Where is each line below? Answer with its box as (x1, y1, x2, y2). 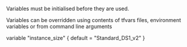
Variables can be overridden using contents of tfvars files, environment (6, 17, 181, 23)
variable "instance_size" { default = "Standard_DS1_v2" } (6, 35, 145, 41)
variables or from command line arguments (6, 23, 112, 30)
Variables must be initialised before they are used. (6, 5, 130, 12)
